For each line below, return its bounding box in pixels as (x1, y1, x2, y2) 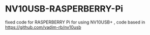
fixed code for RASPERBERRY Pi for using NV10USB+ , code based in (5, 19, 146, 25)
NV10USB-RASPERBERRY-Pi (5, 3, 123, 14)
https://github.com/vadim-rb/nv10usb (5, 24, 82, 30)
